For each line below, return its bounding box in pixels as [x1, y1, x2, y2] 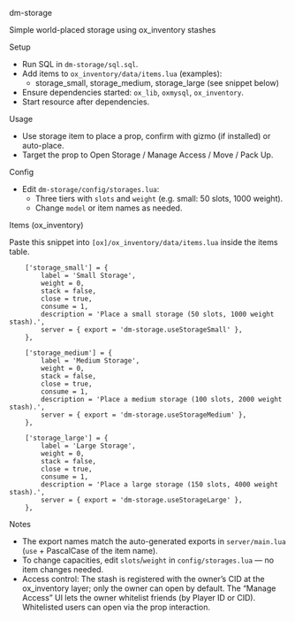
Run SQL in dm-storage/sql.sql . [21, 59, 139, 69]
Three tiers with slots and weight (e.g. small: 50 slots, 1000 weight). [34, 194, 284, 203]
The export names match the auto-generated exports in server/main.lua [21, 536, 286, 547]
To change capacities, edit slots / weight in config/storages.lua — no [21, 555, 275, 565]
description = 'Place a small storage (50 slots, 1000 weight [41, 310, 275, 318]
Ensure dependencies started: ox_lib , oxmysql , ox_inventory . [21, 88, 245, 97]
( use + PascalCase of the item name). [21, 546, 158, 556]
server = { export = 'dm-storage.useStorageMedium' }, [41, 410, 247, 419]
